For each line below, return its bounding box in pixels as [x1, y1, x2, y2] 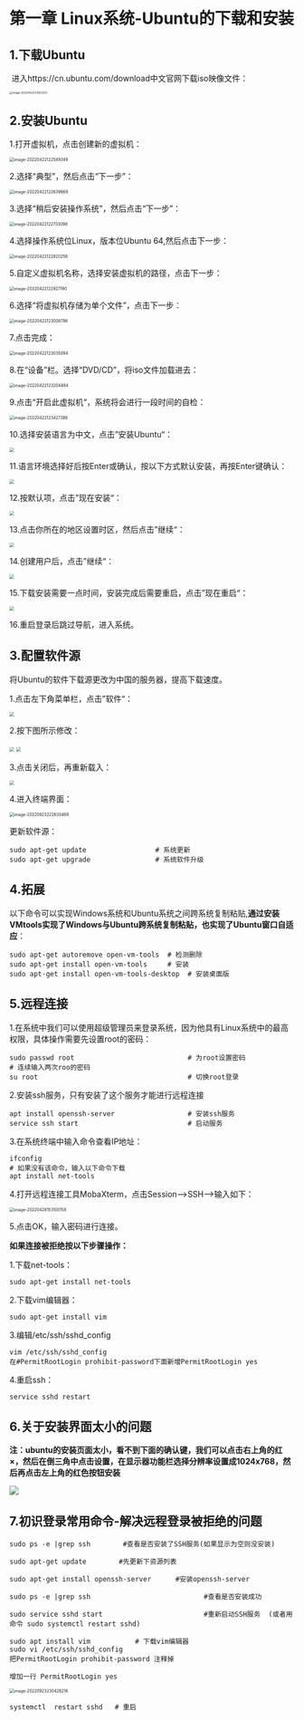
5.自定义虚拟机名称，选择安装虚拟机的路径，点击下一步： [9, 268, 223, 279]
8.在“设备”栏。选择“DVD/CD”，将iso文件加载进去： [9, 364, 199, 376]
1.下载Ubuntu [9, 47, 86, 62]
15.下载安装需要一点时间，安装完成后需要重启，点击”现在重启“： [9, 588, 249, 599]
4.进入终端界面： [9, 793, 72, 804]
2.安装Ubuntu [9, 112, 88, 128]
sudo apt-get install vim [9, 1312, 107, 1322]
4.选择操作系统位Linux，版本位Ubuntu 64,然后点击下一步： [9, 236, 229, 246]
